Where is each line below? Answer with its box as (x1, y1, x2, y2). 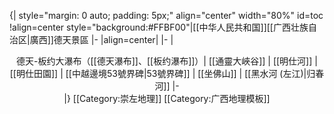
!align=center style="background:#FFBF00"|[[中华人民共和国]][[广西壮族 (9, 21, 309, 33)
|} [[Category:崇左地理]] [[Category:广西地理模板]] (63, 93, 271, 104)
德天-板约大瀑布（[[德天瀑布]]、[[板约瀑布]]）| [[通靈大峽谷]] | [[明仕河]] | (16, 55, 318, 67)
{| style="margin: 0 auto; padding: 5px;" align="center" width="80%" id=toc (9, 10, 324, 21)
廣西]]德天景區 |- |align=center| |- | (29, 34, 174, 45)
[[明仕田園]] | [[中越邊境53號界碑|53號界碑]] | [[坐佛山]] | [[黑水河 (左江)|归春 (9, 68, 325, 79)
